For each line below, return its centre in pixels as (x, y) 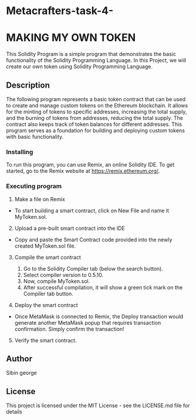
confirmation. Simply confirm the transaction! (69, 329)
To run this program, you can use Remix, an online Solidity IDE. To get (90, 165)
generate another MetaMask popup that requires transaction (88, 322)
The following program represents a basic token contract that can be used (96, 99)
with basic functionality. (35, 136)
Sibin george (21, 373)
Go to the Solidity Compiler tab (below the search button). (93, 268)
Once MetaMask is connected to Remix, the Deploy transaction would (99, 316)
